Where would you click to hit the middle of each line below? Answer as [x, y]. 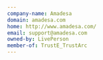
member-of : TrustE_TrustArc [47, 46]
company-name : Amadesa [39, 13]
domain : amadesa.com [37, 20]
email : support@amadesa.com [47, 33]
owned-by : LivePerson [38, 39]
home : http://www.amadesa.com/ [52, 26]
